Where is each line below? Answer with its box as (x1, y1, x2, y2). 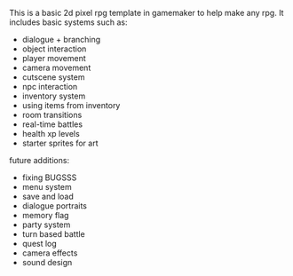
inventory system (21, 91, 86, 101)
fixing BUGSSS (21, 172, 77, 183)
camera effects (21, 248, 78, 258)
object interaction (21, 43, 87, 54)
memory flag (21, 210, 69, 220)
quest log (21, 239, 58, 248)
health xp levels (21, 129, 80, 138)
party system (21, 219, 71, 230)
